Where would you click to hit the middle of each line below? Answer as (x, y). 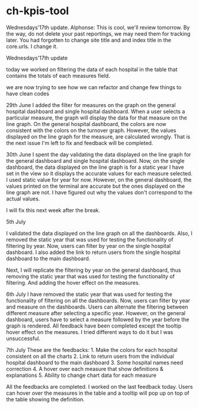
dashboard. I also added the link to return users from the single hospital (93, 252)
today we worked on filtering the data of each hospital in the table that (92, 69)
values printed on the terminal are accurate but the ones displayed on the (96, 186)
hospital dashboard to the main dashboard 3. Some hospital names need (95, 362)
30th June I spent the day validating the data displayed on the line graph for (99, 154)
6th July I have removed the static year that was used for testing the (89, 294)
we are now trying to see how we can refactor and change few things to (94, 87)
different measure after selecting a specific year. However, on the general (96, 313)
